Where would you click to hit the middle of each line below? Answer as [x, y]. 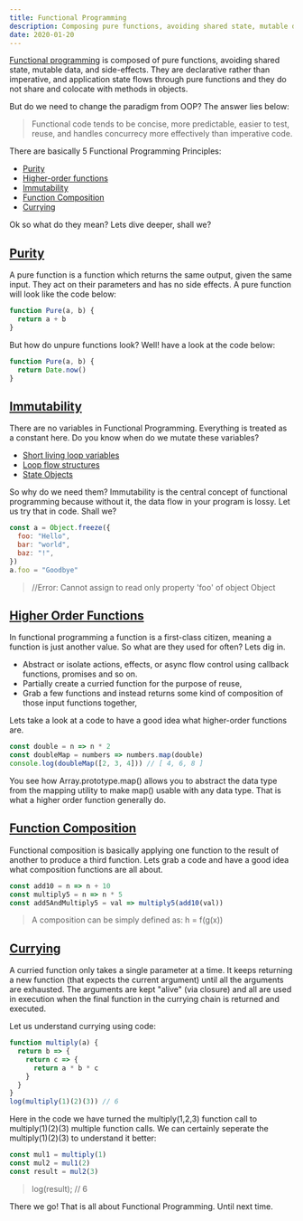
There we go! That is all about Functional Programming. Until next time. [141, 1206]
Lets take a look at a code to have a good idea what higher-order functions [148, 721]
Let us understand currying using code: [83, 1027]
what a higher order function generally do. [88, 800]
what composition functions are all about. [87, 869]
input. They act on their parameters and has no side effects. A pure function [150, 285]
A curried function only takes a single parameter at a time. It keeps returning [151, 970]
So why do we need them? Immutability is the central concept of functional [149, 492]
